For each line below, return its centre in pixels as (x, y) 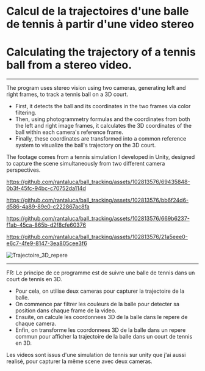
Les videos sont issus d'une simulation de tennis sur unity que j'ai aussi (96, 355)
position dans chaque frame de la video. (66, 310)
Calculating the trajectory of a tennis (101, 52)
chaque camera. (36, 324)
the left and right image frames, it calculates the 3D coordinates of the (103, 126)
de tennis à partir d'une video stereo (100, 24)
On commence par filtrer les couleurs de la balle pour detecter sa (97, 304)
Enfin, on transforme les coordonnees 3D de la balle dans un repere (100, 330)
